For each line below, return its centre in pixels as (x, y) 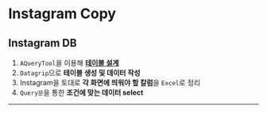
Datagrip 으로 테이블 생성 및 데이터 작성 (80, 73)
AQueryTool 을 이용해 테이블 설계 (69, 63)
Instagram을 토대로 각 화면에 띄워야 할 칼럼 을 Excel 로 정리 (110, 83)
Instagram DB (43, 43)
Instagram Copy (62, 14)
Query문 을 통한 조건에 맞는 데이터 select (81, 92)
